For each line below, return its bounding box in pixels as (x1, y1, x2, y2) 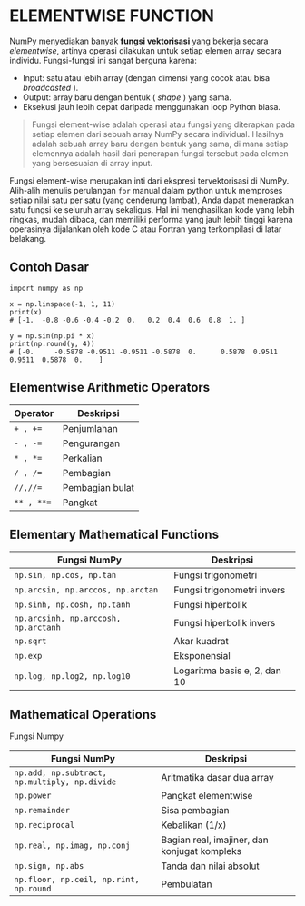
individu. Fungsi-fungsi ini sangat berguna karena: (9, 55, 197, 65)
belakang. (9, 233, 47, 244)
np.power (14, 791, 52, 801)
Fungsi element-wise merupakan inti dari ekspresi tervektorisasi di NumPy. (9, 174, 290, 186)
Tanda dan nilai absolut (161, 860, 261, 872)
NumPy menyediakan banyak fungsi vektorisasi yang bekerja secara (9, 35, 269, 46)
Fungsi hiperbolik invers (173, 617, 276, 630)
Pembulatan (161, 878, 212, 891)
